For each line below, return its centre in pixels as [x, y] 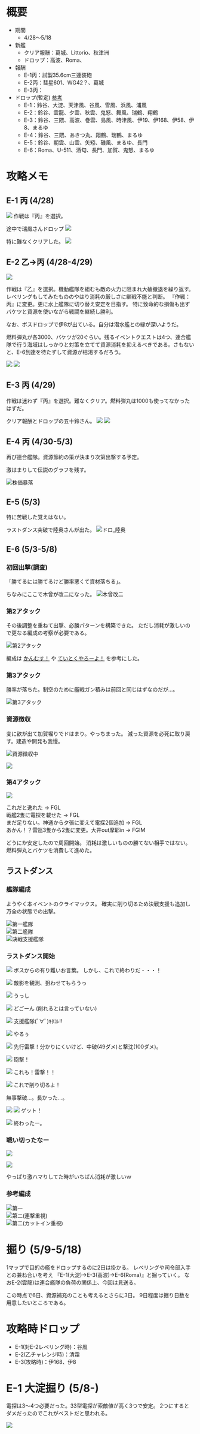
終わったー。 [29, 1123]
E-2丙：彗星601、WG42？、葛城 [64, 82]
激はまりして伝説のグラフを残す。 [48, 470]
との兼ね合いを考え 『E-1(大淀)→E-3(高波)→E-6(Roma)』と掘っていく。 [95, 1274]
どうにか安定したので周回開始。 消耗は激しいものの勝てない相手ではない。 [99, 843]
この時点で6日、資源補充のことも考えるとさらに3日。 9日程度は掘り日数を [98, 1295]
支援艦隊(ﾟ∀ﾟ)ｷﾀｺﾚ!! [38, 1021]
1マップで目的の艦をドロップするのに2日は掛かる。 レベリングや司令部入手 [99, 1267]
